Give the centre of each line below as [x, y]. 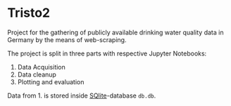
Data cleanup [37, 74]
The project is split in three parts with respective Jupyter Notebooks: [107, 53]
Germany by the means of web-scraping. [67, 39]
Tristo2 [29, 13]
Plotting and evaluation [51, 81]
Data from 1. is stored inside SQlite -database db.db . [82, 95]
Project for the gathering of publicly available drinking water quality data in [115, 32]
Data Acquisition [41, 67]
